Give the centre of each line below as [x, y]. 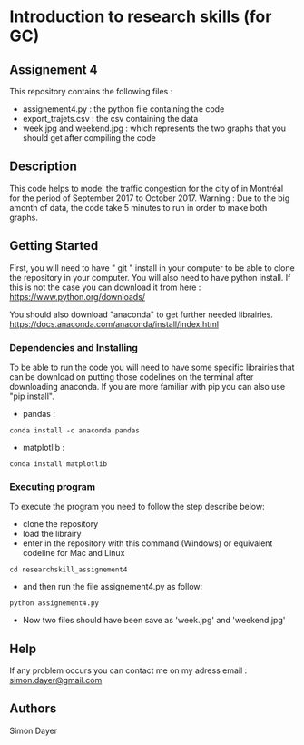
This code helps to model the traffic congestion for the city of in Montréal [147, 188]
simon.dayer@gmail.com [56, 680]
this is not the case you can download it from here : [105, 287]
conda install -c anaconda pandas [75, 430]
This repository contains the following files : [91, 91]
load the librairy [52, 534]
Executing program [53, 486]
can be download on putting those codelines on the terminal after [132, 377]
